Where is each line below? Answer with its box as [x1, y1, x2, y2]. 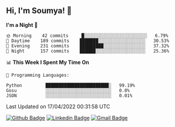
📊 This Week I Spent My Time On [6, 59, 89, 66]
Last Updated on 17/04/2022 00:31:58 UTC [6, 103, 110, 110]
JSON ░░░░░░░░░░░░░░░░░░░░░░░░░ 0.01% [6, 92, 133, 98]
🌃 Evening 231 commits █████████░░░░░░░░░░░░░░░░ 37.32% [6, 43, 169, 49]
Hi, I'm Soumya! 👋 [6, 6, 72, 16]
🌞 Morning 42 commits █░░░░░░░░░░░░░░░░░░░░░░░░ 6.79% [6, 33, 169, 39]
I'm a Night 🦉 [6, 21, 38, 28]
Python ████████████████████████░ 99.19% [6, 83, 135, 88]
